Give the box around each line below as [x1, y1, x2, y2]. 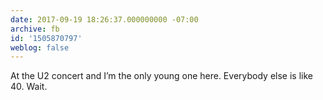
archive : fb [10, 24, 60, 34]
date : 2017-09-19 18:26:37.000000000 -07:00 [10, 14, 199, 25]
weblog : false [10, 42, 70, 53]
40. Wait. [10, 81, 48, 93]
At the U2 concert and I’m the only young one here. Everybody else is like [10, 70, 313, 82]
